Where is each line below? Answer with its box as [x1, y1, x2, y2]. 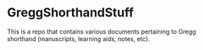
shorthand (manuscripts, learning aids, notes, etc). [7, 34, 150, 42]
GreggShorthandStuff [7, 5, 134, 21]
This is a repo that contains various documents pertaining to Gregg [7, 27, 197, 36]
